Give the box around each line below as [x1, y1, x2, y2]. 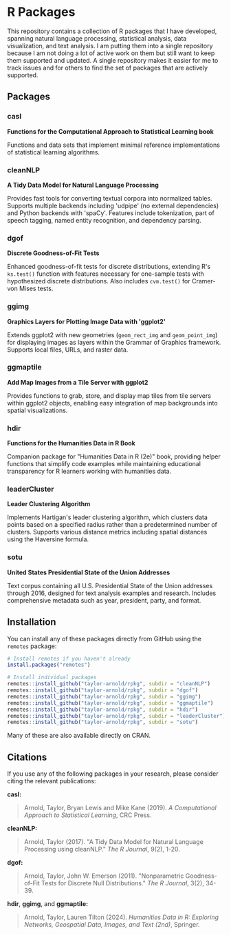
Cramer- [191, 277, 216, 285]
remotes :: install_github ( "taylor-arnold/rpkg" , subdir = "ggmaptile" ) [7, 699, 214, 707]
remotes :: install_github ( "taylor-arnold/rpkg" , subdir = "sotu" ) [7, 718, 198, 726]
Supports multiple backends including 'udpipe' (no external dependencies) [7, 201, 219, 210]
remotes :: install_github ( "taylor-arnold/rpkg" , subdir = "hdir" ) [7, 706, 198, 713]
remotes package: [7, 642, 57, 650]
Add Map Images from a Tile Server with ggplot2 [7, 378, 148, 386]
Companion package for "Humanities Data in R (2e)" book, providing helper [7, 452, 221, 461]
